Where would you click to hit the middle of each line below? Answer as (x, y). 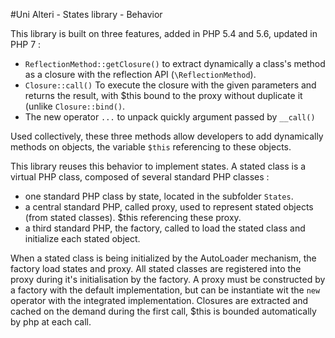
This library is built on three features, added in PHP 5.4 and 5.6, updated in (164, 33)
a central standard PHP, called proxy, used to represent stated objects (169, 207)
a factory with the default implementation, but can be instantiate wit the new (165, 290)
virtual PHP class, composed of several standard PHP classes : (140, 177)
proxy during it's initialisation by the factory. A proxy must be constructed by (168, 279)
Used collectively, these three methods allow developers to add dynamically (167, 136)
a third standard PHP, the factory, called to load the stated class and (165, 228)
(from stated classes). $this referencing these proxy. (133, 217)
